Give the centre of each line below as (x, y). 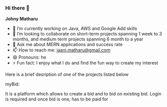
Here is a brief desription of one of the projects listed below (67, 74)
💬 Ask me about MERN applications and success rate (67, 44)
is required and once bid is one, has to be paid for (57, 99)
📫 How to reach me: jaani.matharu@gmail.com (61, 50)
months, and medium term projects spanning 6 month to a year (78, 39)
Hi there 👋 (18, 8)
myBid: (13, 84)
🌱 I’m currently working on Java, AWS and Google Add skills (75, 28)
